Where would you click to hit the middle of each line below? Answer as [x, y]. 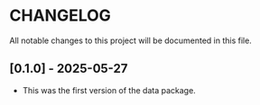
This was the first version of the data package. [109, 90]
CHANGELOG [60, 16]
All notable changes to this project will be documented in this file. [131, 40]
